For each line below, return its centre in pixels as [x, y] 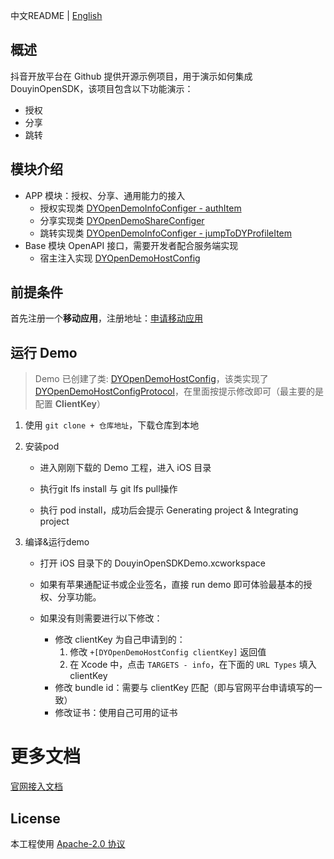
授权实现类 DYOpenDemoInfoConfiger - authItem [140, 208]
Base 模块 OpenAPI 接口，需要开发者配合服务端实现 [131, 245]
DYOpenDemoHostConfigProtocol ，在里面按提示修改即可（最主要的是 [179, 391]
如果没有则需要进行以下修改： [101, 618]
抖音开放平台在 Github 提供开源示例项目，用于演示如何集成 [131, 76]
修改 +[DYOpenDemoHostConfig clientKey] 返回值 [168, 652]
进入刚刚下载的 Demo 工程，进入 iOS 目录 [125, 468]
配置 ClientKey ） [70, 404]
